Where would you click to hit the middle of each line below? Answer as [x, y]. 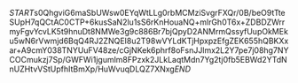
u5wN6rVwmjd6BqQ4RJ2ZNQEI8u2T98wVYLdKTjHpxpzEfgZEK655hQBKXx [149, 41]
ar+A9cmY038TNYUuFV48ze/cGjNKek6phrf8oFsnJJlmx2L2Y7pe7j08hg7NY [149, 50]
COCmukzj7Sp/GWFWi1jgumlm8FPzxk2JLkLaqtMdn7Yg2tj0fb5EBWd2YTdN [149, 60]
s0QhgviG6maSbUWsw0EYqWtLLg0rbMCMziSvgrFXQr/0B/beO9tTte [160, 13]
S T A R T [22, 13]
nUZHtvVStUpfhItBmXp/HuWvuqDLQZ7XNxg [92, 69]
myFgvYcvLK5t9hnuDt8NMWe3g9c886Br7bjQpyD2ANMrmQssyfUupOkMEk [149, 31]
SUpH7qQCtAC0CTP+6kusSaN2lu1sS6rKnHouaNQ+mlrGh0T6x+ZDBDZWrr [147, 22]
